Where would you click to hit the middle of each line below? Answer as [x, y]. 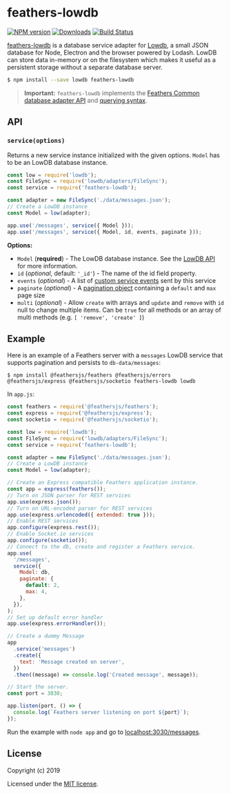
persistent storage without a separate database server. [85, 67]
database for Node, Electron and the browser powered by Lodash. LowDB [112, 52]
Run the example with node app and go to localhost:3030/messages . [104, 732]
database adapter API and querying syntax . [86, 100]
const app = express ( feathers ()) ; [57, 489]
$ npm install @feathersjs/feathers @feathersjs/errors [89, 375]
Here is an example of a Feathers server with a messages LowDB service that [115, 355]
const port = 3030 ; [35, 694]
